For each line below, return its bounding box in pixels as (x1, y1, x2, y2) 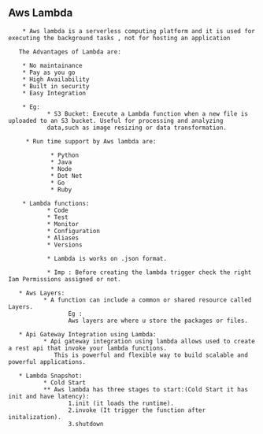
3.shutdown (68, 420, 104, 428)
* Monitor (46, 220, 80, 228)
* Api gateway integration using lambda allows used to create (43, 337, 256, 345)
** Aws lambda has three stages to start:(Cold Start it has (43, 385, 248, 393)
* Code (46, 206, 69, 214)
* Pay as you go (22, 69, 76, 76)
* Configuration (46, 227, 101, 235)
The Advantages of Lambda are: (18, 47, 122, 56)
